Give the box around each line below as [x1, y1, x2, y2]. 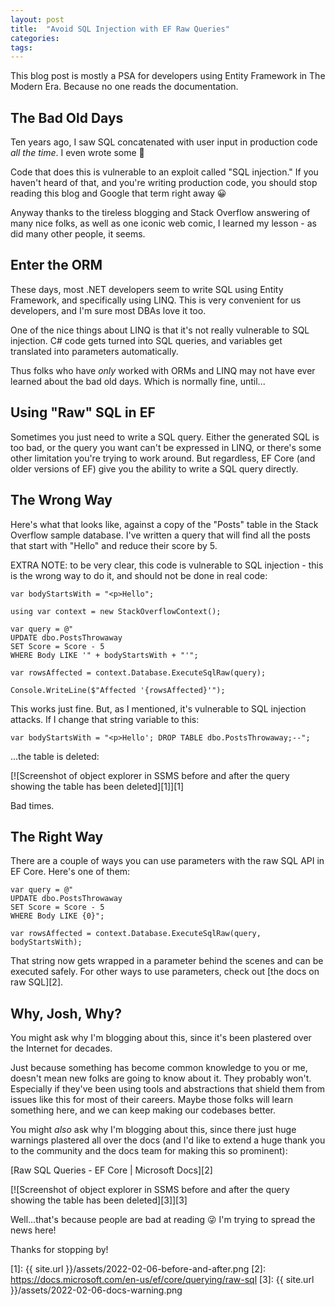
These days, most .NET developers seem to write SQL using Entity [10, 283, 284, 295]
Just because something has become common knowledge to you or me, [10, 1062, 308, 1074]
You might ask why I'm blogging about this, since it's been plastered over [10, 1032, 312, 1044]
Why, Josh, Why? [10, 1005, 122, 1022]
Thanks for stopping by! [10, 1244, 109, 1256]
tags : [10, 42, 33, 53]
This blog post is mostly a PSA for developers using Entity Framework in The [10, 70, 326, 82]
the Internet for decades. [10, 1042, 113, 1055]
